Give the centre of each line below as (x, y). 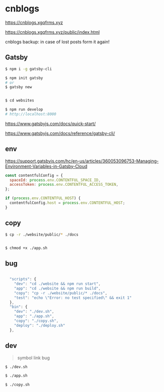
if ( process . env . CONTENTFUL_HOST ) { (43, 198)
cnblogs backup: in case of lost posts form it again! (57, 42)
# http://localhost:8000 (31, 114)
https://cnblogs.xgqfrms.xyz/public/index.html (53, 32)
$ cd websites (20, 101)
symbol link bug (33, 358)
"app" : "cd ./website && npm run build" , (57, 288)
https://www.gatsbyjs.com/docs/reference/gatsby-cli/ (60, 133)
